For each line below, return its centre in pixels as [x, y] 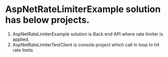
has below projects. [47, 20]
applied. [21, 39]
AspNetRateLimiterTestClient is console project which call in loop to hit [86, 44]
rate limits [23, 50]
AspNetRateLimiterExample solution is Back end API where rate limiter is [88, 34]
